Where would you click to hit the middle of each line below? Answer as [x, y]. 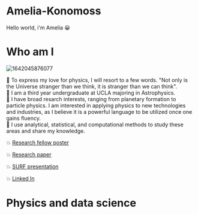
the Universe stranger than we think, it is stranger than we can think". [92, 86]
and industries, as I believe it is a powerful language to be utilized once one [99, 111]
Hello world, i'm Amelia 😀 [38, 28]
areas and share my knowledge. [46, 131]
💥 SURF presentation [32, 166]
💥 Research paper [29, 155]
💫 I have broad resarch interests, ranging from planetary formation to [91, 99]
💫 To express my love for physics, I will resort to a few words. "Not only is [97, 80]
